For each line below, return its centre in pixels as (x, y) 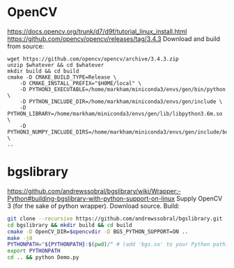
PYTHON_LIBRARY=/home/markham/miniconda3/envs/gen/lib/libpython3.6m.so (115, 113)
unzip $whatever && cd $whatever (56, 65)
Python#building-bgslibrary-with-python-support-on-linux (91, 198)
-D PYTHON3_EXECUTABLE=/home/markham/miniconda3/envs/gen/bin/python (123, 89)
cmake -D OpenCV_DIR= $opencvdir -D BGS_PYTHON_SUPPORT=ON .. (98, 231)
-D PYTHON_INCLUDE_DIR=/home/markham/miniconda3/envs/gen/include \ (121, 102)
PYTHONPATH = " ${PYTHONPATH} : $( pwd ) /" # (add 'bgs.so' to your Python (109, 244)
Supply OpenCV (200, 198)
